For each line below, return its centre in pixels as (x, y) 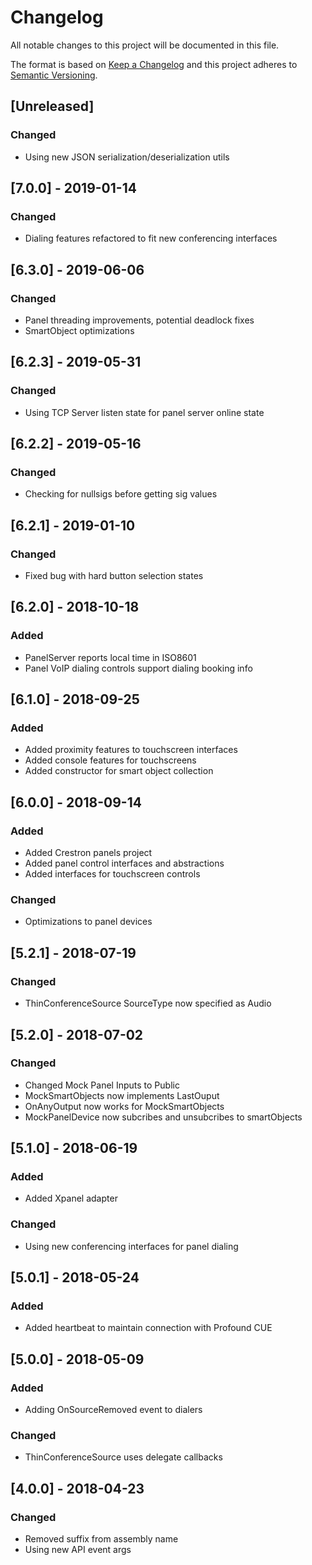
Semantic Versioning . (54, 75)
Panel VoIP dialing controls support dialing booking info (138, 668)
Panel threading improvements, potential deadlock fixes (139, 320)
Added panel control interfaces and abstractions (124, 863)
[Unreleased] (52, 106)
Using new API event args (78, 1550)
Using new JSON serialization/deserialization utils (127, 157)
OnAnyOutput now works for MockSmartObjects (124, 1106)
